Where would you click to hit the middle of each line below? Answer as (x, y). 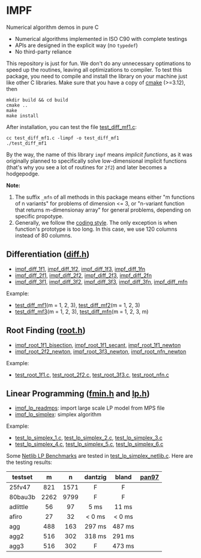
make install (22, 116)
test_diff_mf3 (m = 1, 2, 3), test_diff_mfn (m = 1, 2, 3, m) (82, 312)
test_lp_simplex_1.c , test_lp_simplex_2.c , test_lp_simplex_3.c (89, 438)
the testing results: (29, 462)
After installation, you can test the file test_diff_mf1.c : (71, 127)
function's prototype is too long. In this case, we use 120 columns (96, 229)
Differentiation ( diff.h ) (48, 255)
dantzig (95, 477)
